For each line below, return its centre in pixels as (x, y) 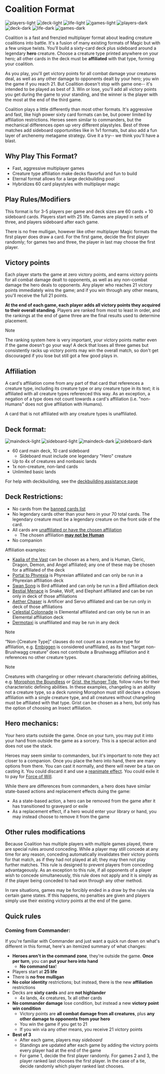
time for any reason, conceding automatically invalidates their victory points (82, 854)
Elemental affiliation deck (38, 617)
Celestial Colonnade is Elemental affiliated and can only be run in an (81, 612)
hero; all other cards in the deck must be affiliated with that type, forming (80, 58)
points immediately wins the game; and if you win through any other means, (82, 290)
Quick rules (23, 916)
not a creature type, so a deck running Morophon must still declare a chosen (83, 692)
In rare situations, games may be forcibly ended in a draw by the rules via (80, 890)
